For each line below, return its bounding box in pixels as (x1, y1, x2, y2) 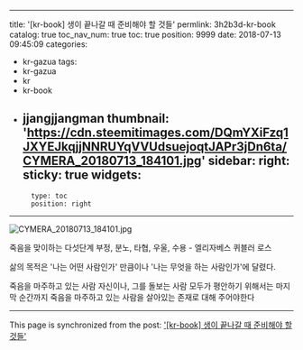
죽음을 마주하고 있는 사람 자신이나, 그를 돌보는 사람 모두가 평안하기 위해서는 (9, 281, 274, 291)
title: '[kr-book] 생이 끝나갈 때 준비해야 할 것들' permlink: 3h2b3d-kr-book (9, 19, 277, 30)
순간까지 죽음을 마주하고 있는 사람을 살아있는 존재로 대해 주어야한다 (18, 291, 255, 302)
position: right (31, 199, 92, 208)
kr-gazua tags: (22, 56, 78, 67)
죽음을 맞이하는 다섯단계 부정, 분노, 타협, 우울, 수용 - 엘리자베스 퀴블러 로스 (9, 242, 272, 253)
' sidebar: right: (201, 153, 290, 169)
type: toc (31, 191, 68, 200)
